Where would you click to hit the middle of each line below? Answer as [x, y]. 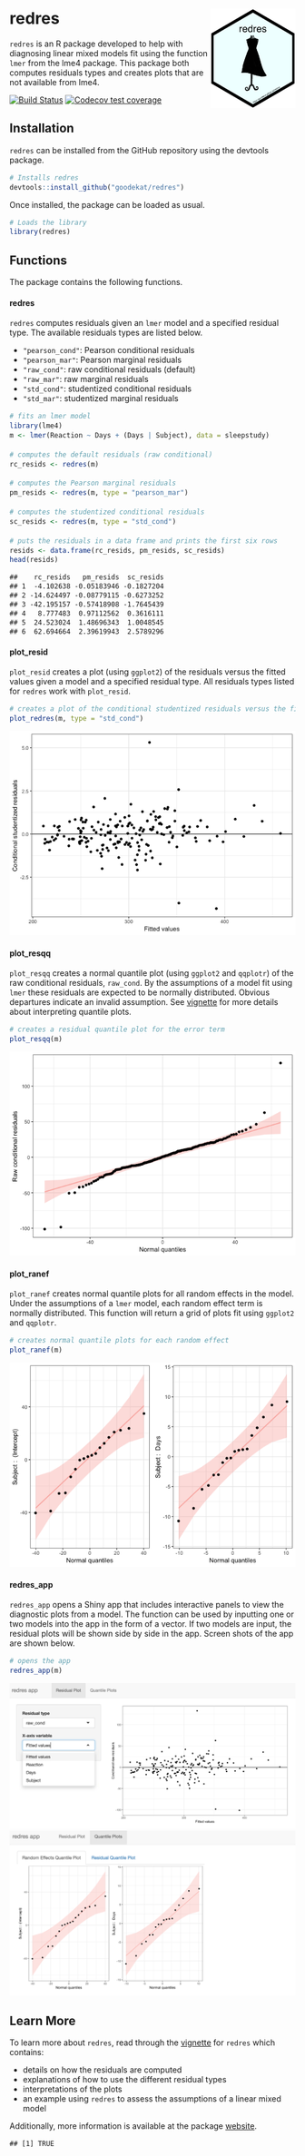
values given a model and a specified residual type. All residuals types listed [152, 682]
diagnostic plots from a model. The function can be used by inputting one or [152, 1614]
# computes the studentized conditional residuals [107, 512]
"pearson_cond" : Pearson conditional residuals [108, 350]
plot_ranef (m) [36, 1350]
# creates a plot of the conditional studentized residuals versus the [148, 709]
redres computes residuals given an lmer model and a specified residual [144, 323]
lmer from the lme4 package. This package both [99, 63]
